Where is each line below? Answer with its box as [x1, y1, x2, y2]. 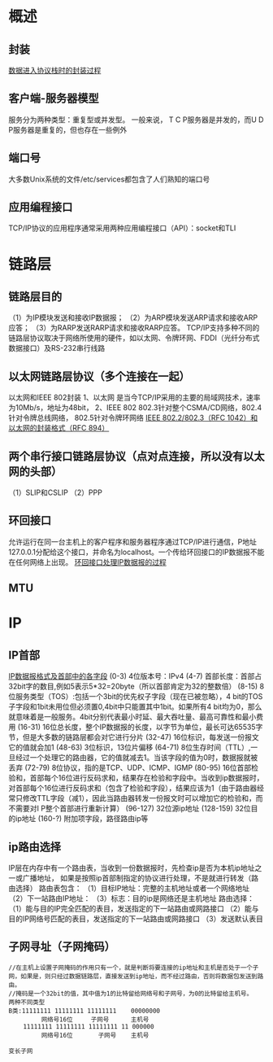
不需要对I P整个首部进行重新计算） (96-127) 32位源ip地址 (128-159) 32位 [8, 803, 252, 814]
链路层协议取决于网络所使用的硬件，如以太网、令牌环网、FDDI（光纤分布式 [8, 333, 260, 343]
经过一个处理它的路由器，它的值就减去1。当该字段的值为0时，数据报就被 [15, 753, 258, 763]
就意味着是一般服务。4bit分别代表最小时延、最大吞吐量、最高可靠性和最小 [8, 712, 257, 722]
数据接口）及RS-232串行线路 [8, 343, 106, 353]
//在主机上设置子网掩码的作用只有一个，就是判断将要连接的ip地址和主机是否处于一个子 [8, 964, 259, 972]
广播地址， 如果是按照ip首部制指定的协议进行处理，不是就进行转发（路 [22, 873, 258, 883]
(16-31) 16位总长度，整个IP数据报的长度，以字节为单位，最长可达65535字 [17, 722, 263, 732]
